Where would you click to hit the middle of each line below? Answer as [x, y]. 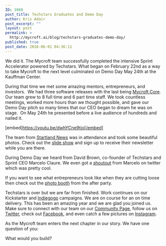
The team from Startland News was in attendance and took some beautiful [81, 137]
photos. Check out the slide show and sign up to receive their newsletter [79, 143]
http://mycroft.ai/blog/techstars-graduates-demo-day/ [68, 38]
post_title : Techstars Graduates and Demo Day [54, 14]
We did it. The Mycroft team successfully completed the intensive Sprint [79, 61]
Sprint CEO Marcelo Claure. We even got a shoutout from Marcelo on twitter [83, 163]
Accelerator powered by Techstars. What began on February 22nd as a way [83, 66]
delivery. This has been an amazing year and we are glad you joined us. [78, 203]
